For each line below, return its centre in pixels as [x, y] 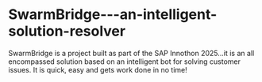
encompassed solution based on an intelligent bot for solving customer [124, 61]
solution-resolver [67, 31]
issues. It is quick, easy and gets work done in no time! [98, 69]
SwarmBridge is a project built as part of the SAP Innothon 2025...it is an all [131, 53]
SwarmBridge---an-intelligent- [113, 15]
